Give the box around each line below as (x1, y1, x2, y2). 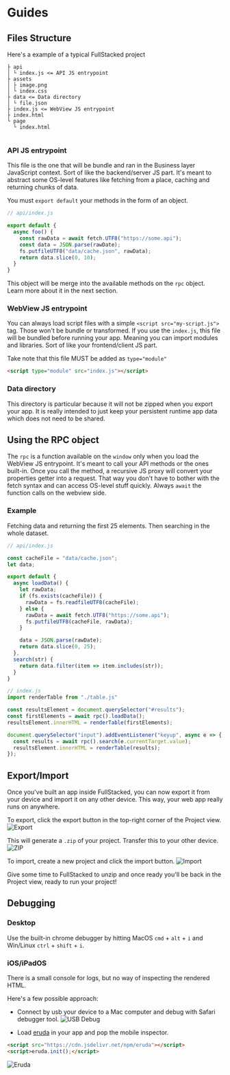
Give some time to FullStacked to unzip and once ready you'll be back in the (7, 870, 221, 879)
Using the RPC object (7, 434, 99, 446)
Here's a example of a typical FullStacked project (7, 50, 146, 58)
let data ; (7, 561, 36, 568)
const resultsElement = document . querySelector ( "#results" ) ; (7, 706, 186, 714)
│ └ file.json (7, 100, 48, 106)
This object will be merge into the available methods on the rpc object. (7, 280, 205, 288)
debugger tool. (16, 1015, 60, 1023)
